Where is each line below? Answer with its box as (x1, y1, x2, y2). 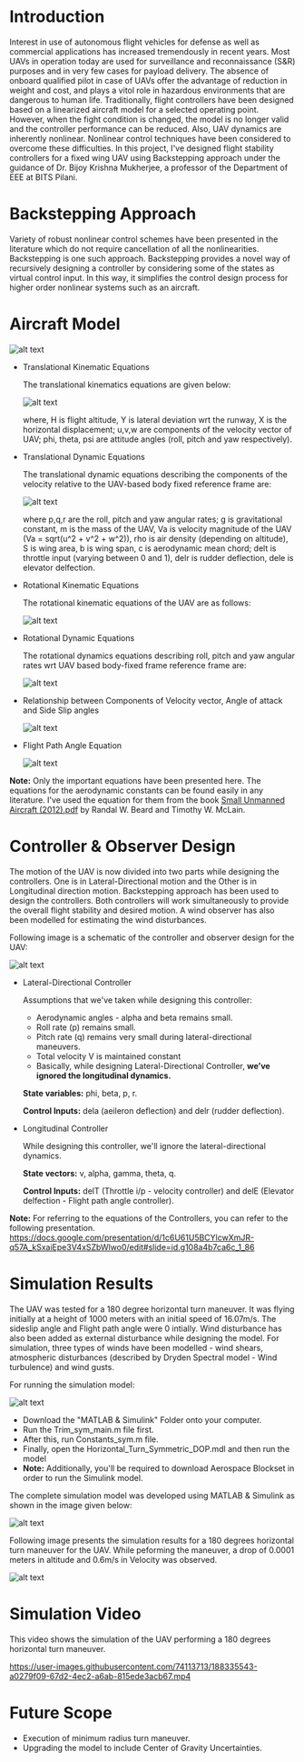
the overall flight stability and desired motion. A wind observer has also (9, 905, 275, 916)
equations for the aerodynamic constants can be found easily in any (9, 785, 264, 796)
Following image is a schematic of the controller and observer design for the (9, 932, 295, 943)
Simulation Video (9, 1603, 142, 1624)
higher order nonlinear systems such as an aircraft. (9, 282, 201, 293)
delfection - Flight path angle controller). (22, 1195, 174, 1206)
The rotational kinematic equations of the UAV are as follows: (22, 597, 251, 608)
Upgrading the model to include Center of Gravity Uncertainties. (22, 1742, 263, 1753)
